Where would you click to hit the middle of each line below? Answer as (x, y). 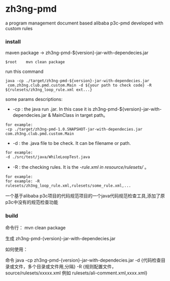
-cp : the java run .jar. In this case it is (52, 109)
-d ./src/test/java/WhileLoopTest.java (48, 157)
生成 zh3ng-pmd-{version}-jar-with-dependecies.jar (60, 238)
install (13, 41)
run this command (24, 71)
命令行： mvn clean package (35, 227)
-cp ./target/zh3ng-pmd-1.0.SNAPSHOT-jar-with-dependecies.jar (74, 130)
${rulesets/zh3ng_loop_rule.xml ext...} (49, 90)
